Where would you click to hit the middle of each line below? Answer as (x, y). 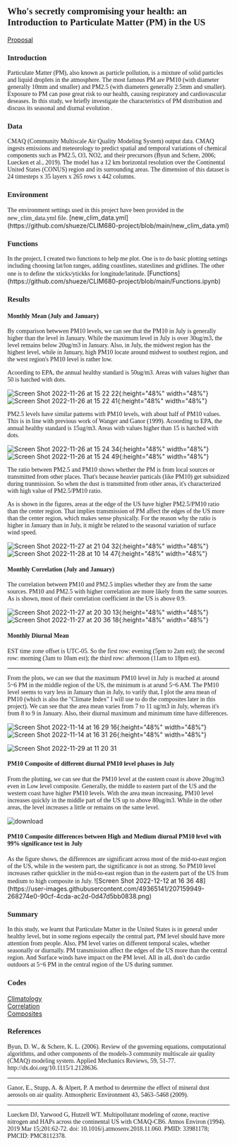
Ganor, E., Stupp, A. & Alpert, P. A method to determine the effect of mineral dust (108, 1087)
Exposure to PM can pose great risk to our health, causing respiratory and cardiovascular (117, 94)
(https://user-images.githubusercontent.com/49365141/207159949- (106, 889)
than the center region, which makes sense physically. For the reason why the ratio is (112, 518)
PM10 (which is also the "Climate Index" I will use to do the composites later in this (111, 699)
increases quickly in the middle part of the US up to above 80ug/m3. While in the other (115, 800)
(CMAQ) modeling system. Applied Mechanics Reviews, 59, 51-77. (92, 1061)
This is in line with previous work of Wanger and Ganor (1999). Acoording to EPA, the (115, 421)
